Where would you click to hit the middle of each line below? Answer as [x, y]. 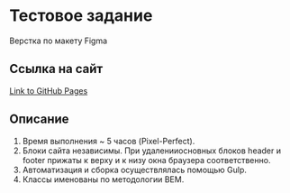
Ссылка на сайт [56, 69]
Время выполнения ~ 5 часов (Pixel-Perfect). [109, 141]
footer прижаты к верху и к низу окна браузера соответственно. [146, 160]
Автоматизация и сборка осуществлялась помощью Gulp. [135, 170]
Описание [39, 119]
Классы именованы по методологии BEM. [103, 179]
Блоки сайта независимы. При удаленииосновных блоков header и [152, 151]
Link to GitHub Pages [49, 90]
